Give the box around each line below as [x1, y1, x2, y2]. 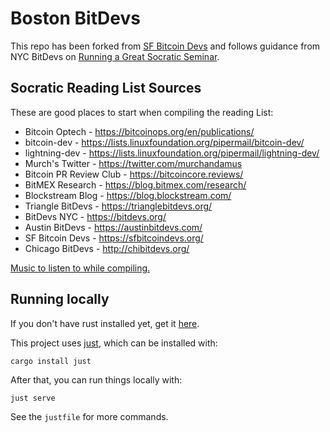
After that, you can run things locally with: [10, 373, 183, 386]
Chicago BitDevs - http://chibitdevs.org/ [24, 242, 190, 254]
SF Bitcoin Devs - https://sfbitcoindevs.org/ [24, 232, 204, 244]
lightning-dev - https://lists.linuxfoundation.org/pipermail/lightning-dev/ [24, 147, 320, 159]
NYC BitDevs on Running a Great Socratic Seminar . [10, 50, 220, 62]
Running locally [10, 291, 110, 308]
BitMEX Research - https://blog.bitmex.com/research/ [24, 178, 247, 191]
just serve [10, 393, 56, 403]
